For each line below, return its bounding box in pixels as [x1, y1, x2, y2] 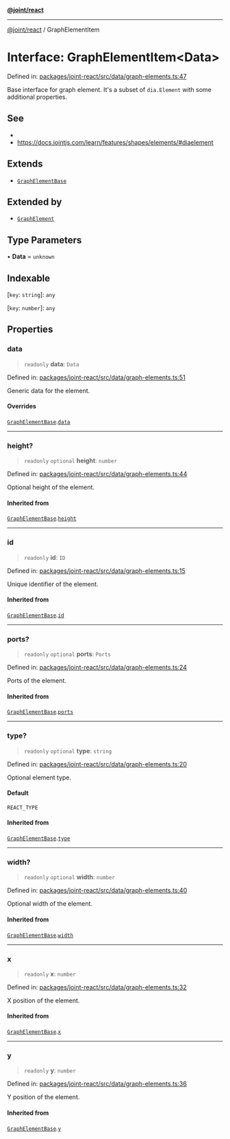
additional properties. [7, 93, 68, 101]
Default [7, 789, 29, 797]
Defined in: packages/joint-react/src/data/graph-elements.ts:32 [7, 983, 187, 991]
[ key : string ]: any [7, 291, 56, 298]
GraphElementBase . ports [7, 707, 74, 716]
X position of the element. [7, 996, 80, 1005]
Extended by [7, 196, 62, 208]
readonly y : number [23, 1066, 77, 1075]
